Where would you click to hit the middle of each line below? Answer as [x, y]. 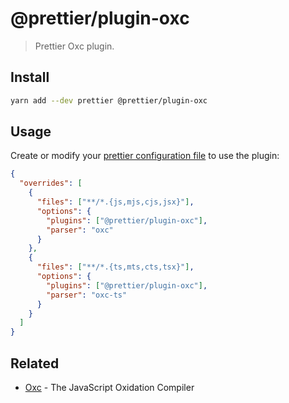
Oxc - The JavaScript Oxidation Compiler [109, 387]
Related [35, 363]
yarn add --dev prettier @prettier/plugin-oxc [109, 100]
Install [30, 77]
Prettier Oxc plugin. [74, 46]
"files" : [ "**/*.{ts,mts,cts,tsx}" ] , [115, 267]
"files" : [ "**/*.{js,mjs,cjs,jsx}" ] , [115, 202]
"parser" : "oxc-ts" [87, 295]
